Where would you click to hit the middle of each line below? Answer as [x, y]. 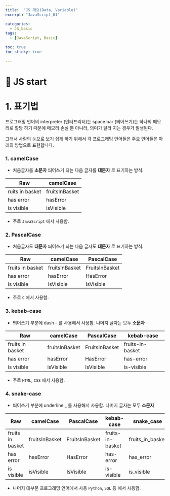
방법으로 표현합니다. [34, 145]
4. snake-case [23, 393]
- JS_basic [21, 28]
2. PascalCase [23, 235]
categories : [18, 24]
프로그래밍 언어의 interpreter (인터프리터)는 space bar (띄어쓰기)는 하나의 [78, 121]
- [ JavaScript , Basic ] [34, 38]
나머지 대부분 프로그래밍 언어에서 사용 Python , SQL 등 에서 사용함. [77, 488]
